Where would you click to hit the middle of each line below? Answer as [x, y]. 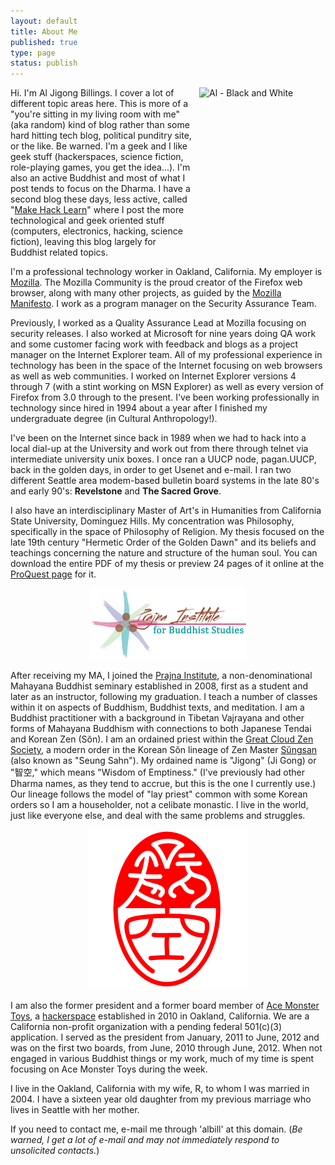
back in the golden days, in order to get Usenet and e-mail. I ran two [151, 470]
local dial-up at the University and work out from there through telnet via [159, 449]
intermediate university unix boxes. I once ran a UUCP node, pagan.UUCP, [163, 459]
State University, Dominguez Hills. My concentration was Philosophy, [152, 521]
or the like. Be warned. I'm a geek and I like [99, 146]
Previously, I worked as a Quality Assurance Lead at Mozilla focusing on [158, 323]
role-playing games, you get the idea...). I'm [100, 167]
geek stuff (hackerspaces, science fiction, [97, 157]
